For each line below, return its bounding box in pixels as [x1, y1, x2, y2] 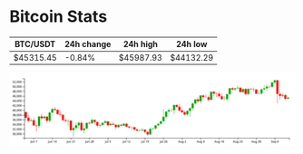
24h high [122, 39, 159, 50]
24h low [175, 39, 208, 50]
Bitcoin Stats [9, 6, 108, 27]
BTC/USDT [15, 39, 56, 50]
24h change [64, 39, 112, 50]
